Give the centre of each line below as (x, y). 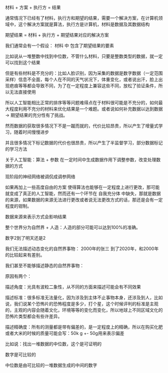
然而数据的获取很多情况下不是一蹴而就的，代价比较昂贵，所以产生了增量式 (82, 126)
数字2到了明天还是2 (25, 238)
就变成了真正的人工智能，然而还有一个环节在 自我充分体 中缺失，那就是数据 (83, 194)
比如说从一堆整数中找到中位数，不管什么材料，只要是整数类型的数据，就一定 (84, 56)
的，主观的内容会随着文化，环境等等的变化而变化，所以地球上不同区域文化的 (84, 310)
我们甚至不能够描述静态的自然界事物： (44, 265)
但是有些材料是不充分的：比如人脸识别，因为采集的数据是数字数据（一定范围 (84, 73)
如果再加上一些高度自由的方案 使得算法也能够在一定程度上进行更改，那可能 (82, 187)
